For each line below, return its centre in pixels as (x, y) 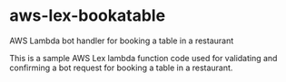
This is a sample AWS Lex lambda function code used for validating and (143, 58)
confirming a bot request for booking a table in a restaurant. (121, 68)
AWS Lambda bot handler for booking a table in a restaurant (122, 41)
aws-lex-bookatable (88, 16)
